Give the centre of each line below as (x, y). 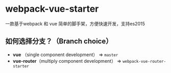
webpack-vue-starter (52, 9)
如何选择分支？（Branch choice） (59, 41)
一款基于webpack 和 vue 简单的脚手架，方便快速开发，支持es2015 (75, 23)
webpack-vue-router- (144, 61)
